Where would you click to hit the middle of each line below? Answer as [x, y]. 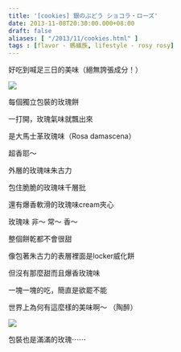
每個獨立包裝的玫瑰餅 [43, 102]
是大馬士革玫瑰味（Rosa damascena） [72, 136]
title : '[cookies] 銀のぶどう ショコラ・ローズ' [83, 16]
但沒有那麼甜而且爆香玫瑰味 [54, 273]
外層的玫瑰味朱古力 [40, 171]
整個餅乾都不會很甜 [40, 239]
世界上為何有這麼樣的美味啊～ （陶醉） [73, 308]
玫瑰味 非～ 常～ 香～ [43, 222]
